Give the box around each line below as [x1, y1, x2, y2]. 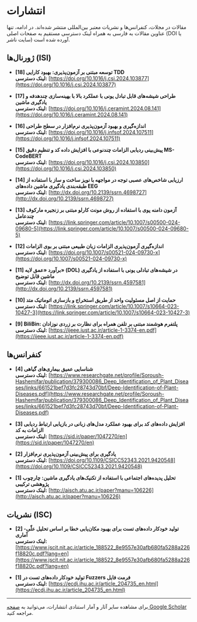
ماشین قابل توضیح [15, 273, 55, 280]
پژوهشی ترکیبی [15, 480, 49, 487]
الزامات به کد [15, 426, 44, 433]
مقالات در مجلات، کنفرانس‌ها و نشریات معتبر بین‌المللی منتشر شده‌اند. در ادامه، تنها [6, 23, 186, 30]
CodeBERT [15, 152, 43, 159]
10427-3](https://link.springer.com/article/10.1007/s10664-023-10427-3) [15, 309, 191, 316]
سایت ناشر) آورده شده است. [6, 36, 70, 43]
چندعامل [15, 212, 34, 219]
